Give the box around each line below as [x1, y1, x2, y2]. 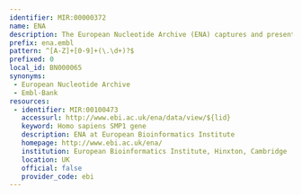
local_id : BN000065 [9, 64, 83, 73]
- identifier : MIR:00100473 [13, 105, 119, 114]
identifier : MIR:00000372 [9, 13, 106, 22]
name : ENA [9, 22, 47, 31]
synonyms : [9, 72, 47, 81]
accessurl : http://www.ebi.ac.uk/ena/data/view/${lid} [21, 113, 231, 122]
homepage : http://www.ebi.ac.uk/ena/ [21, 138, 164, 147]
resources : [9, 96, 50, 106]
